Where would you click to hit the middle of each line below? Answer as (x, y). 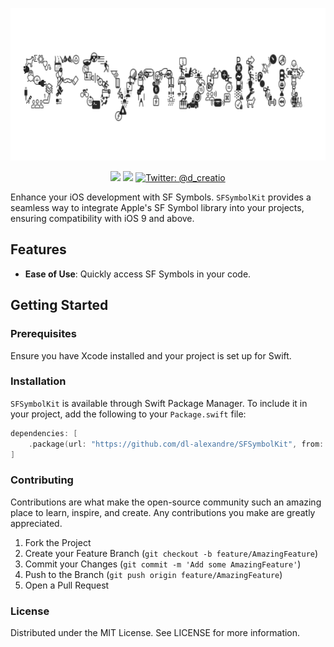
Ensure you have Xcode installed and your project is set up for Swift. (151, 355)
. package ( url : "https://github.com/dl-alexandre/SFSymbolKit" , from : (176, 444)
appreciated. (36, 523)
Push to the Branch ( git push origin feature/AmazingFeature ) (153, 574)
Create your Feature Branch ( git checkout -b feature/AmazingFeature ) (171, 553)
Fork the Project (58, 542)
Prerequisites (43, 334)
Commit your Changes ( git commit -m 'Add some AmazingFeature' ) (163, 564)
